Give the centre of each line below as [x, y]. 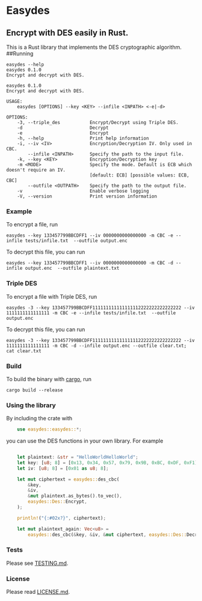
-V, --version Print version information [87, 196]
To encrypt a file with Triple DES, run [52, 296]
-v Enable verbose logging [83, 191]
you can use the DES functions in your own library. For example [85, 441]
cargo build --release [35, 390]
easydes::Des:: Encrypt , [57, 502]
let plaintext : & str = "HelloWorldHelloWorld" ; [78, 457]
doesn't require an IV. [36, 170]
